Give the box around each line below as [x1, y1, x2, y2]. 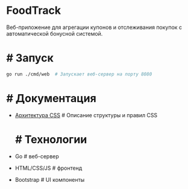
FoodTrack [6, 4, 61, 18]
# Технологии [14, 132, 87, 146]
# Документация [6, 91, 96, 105]
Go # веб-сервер [14, 152, 59, 160]
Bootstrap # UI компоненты [14, 176, 85, 183]
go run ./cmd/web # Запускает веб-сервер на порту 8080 [6, 71, 152, 77]
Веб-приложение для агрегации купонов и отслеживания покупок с [6, 24, 183, 31]
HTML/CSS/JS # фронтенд [14, 164, 83, 171]
